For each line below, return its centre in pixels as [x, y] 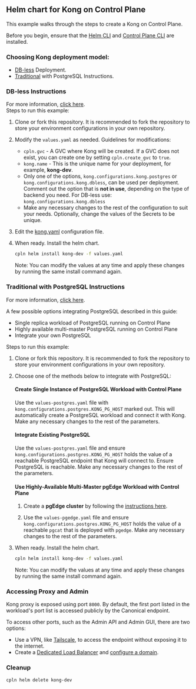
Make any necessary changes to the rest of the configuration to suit [106, 208]
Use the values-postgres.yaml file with [62, 402]
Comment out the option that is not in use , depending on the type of [106, 189]
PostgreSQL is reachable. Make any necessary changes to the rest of [99, 467]
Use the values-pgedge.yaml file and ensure [76, 518]
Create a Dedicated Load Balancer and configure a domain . [87, 652]
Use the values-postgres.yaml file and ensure [70, 448]
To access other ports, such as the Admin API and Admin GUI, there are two [98, 622]
